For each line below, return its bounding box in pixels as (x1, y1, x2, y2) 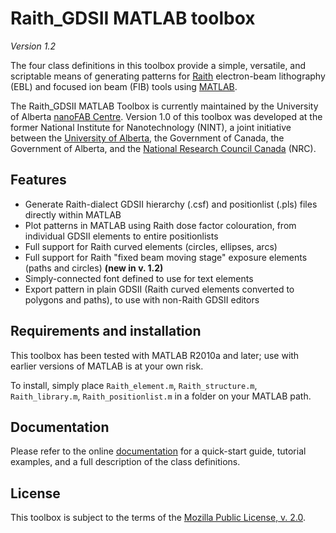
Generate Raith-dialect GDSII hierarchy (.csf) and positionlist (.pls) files (24, 198, 318, 210)
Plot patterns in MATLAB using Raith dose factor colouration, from (24, 219, 297, 231)
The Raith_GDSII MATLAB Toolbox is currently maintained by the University (10, 100, 319, 112)
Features (10, 172, 67, 189)
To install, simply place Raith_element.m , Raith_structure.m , (10, 379, 258, 391)
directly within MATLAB (24, 208, 122, 221)
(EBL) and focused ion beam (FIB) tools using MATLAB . (10, 80, 238, 92)
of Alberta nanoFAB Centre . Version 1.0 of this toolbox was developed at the (10, 110, 323, 122)
